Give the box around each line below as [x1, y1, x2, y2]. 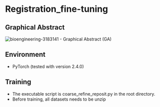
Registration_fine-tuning [5, 3, 108, 15]
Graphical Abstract [5, 23, 65, 32]
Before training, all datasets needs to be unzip [12, 96, 106, 102]
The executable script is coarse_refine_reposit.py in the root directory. [12, 91, 156, 97]
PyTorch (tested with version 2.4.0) [12, 63, 84, 70]
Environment [5, 50, 46, 59]
